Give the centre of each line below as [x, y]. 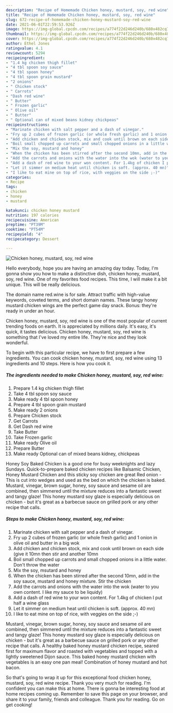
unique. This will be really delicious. [44, 284]
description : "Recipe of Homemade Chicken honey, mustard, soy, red [81, 10]
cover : [13, 39]
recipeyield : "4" [24, 234]
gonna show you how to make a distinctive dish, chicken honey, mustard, [83, 273]
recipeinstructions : [28, 125]
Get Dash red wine [33, 426]
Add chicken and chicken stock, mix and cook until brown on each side [88, 548]
